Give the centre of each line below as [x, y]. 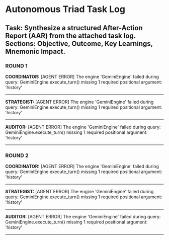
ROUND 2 [17, 155]
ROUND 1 [16, 65]
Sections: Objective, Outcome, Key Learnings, [79, 44]
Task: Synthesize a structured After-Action [74, 28]
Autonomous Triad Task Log [65, 9]
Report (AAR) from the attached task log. [70, 35]
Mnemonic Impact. [35, 51]
